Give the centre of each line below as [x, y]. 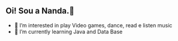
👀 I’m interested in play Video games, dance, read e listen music [93, 25]
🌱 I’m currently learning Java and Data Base [68, 31]
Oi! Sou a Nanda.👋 [40, 11]
